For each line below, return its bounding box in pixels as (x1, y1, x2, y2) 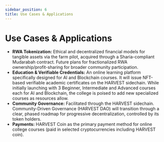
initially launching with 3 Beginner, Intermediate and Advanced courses (12, 85, 156, 91)
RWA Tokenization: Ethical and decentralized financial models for (12, 49, 145, 55)
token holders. (12, 116, 42, 122)
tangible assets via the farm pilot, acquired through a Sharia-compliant (12, 54, 155, 60)
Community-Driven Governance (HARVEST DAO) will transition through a (12, 106, 160, 112)
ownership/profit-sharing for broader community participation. (12, 64, 139, 70)
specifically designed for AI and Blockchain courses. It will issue (12, 75, 142, 81)
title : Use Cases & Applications (5, 12, 73, 17)
